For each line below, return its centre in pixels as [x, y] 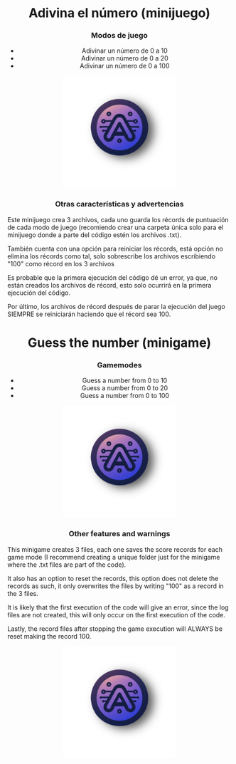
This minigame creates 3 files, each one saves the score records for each [115, 549]
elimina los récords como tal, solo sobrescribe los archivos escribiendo [111, 256]
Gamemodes [119, 365]
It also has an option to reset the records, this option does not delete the [113, 578]
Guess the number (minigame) [119, 342]
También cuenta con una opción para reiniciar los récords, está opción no [116, 248]
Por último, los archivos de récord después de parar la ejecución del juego [116, 306]
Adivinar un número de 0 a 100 [125, 66]
